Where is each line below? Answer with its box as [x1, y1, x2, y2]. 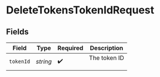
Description [90, 44, 124, 52]
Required [57, 44, 84, 52]
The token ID [88, 54, 124, 62]
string [36, 58, 52, 65]
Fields [6, 27, 29, 37]
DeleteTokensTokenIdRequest [6, 3, 154, 17]
